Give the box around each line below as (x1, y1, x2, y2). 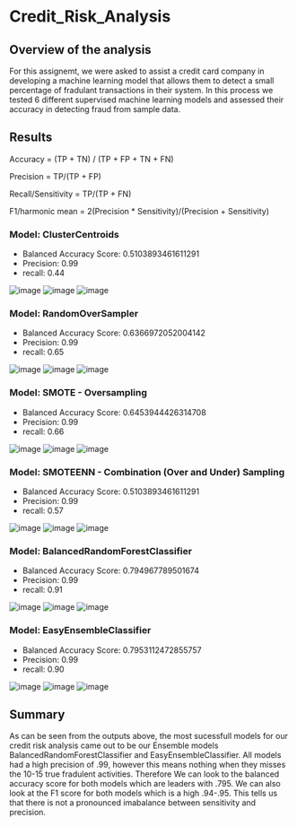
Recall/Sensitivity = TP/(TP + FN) (9, 188, 132, 199)
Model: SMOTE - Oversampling (9, 387, 148, 399)
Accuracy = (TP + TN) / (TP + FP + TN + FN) (9, 153, 174, 164)
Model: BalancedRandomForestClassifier (9, 544, 193, 557)
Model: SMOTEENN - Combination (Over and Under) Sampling (9, 465, 285, 478)
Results (9, 130, 53, 145)
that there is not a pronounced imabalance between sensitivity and (9, 797, 257, 808)
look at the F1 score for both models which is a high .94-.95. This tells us (9, 787, 278, 799)
